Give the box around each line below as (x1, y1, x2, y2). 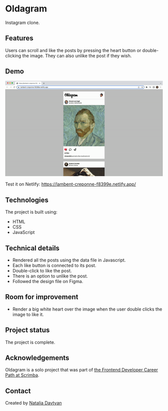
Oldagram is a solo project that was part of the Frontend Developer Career (5, 367, 158, 373)
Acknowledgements (5, 353, 69, 362)
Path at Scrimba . (5, 372, 39, 378)
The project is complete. (5, 339, 55, 345)
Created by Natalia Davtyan (5, 400, 62, 406)
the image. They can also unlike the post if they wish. (22, 52, 132, 58)
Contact (5, 386, 31, 395)
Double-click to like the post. (12, 267, 72, 273)
